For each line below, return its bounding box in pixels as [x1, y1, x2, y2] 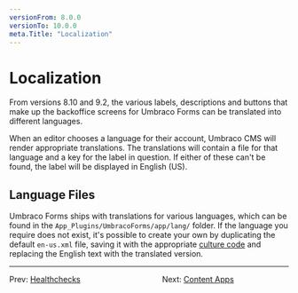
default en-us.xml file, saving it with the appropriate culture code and [9, 239, 262, 249]
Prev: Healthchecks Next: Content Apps [9, 274, 235, 285]
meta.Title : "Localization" [9, 29, 114, 38]
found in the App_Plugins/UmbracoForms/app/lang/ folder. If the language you [9, 220, 288, 231]
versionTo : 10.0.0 [9, 21, 77, 30]
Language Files [9, 187, 96, 202]
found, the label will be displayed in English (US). [9, 162, 188, 172]
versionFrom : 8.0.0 [9, 12, 82, 22]
